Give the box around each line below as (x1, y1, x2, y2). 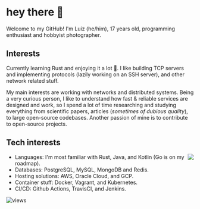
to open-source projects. (6, 120, 67, 127)
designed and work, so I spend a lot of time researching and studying (6, 101, 177, 108)
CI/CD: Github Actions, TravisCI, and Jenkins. (14, 185, 126, 192)
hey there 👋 (6, 5, 64, 19)
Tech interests (6, 138, 61, 148)
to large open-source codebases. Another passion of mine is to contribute (6, 114, 188, 121)
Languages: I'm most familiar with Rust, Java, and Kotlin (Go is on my (14, 153, 185, 160)
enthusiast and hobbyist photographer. (6, 31, 101, 38)
